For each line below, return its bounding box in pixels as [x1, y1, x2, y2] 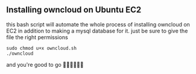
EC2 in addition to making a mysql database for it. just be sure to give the [6, 27, 188, 34]
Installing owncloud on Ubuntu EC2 [6, 5, 142, 15]
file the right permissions [6, 33, 68, 41]
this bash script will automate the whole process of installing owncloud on [6, 20, 190, 28]
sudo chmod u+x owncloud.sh [6, 45, 77, 51]
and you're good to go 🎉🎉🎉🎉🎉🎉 [6, 61, 84, 68]
